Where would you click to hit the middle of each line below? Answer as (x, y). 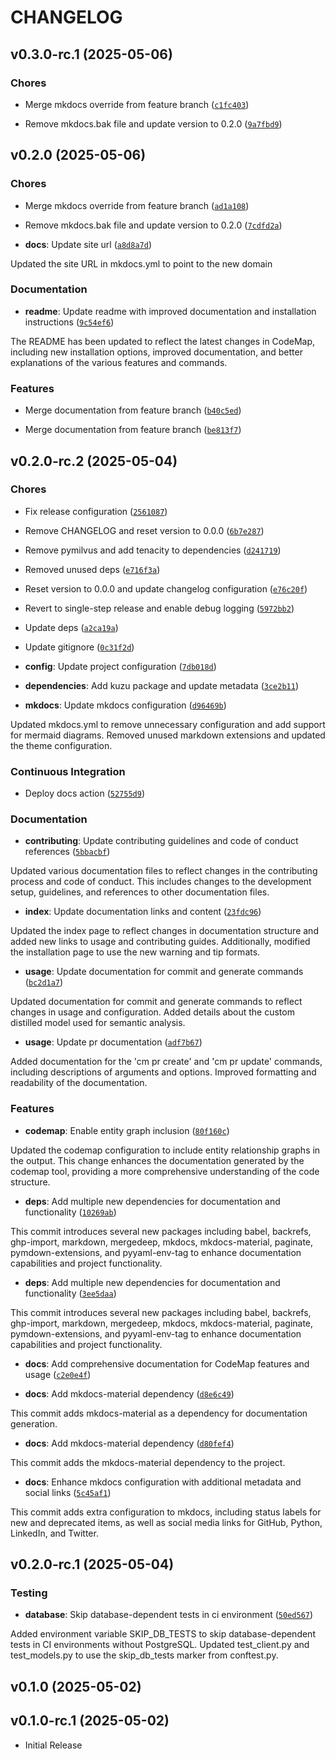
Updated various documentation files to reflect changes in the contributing (164, 871)
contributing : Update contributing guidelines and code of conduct (161, 841)
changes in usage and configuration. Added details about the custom (152, 1012)
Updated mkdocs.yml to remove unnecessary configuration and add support (168, 724)
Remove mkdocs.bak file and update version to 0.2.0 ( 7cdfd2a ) (153, 225)
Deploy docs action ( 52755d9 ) (85, 793)
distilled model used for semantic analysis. (98, 1023)
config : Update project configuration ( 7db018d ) (120, 666)
